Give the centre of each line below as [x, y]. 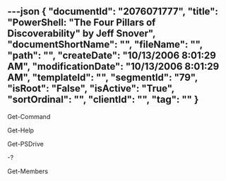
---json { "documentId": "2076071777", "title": [113, 12]
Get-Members [28, 171]
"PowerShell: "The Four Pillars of [82, 23]
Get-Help [20, 130]
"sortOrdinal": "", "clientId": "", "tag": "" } [103, 100]
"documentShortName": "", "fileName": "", [105, 45]
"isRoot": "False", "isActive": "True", [91, 88]
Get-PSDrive [25, 144]
